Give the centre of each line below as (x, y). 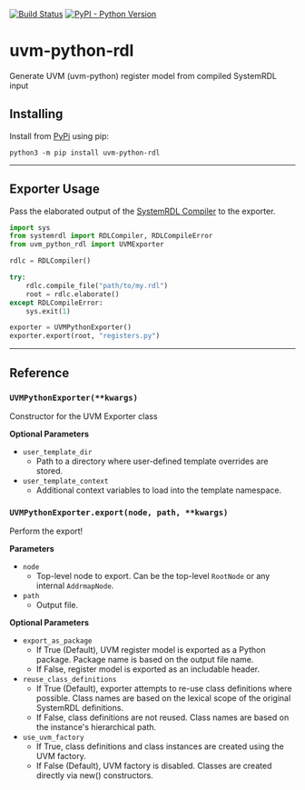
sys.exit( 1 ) (48, 311)
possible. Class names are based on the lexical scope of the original (163, 698)
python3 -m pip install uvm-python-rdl (85, 153)
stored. (49, 470)
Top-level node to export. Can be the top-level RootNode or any (153, 576)
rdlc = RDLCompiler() (50, 261)
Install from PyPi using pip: (59, 135)
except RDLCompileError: (56, 303)
